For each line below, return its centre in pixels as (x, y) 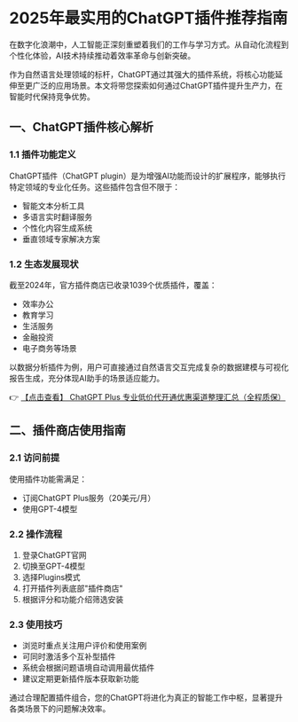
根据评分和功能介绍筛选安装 (73, 599)
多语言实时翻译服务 (57, 216)
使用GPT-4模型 (50, 509)
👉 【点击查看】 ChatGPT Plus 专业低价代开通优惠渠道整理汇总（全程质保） (148, 396)
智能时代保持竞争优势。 (52, 96)
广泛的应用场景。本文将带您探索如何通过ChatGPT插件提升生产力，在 (158, 85)
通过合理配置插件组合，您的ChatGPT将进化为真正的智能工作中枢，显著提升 (146, 698)
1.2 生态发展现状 (44, 264)
